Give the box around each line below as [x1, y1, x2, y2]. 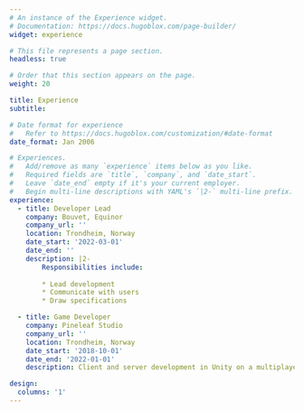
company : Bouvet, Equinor [25, 212, 124, 221]
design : [9, 379, 39, 388]
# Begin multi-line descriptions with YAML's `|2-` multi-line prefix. [9, 187, 294, 196]
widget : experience [9, 30, 83, 39]
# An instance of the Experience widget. [9, 13, 168, 23]
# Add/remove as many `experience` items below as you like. [9, 162, 253, 172]
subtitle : [9, 104, 47, 113]
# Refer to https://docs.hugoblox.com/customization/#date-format [9, 128, 273, 138]
